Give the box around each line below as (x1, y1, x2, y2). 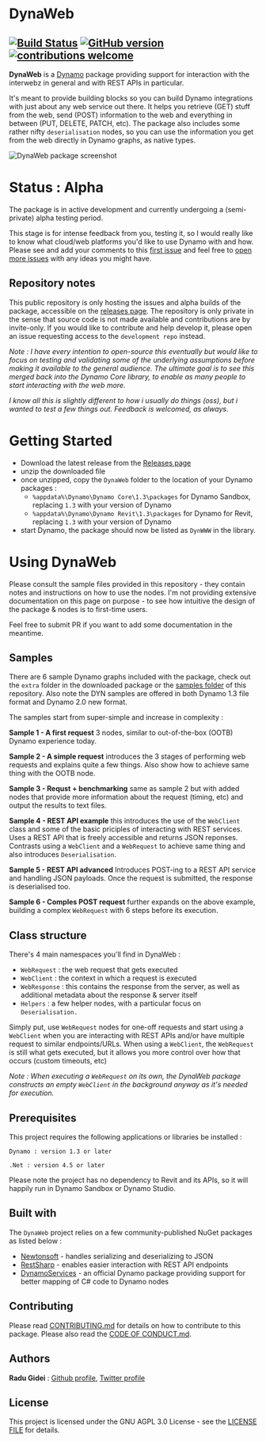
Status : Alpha (9, 179, 104, 196)
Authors (9, 1352, 51, 1366)
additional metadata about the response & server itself (20, 991, 198, 1000)
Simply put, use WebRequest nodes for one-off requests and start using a (9, 1022, 244, 1032)
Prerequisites (9, 1111, 77, 1124)
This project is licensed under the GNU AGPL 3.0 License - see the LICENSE (9, 1417, 257, 1426)
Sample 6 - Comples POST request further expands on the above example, (9, 897, 256, 907)
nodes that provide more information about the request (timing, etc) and (9, 793, 244, 802)
